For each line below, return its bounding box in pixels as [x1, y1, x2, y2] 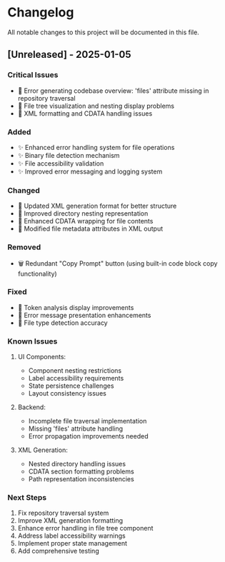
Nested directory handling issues [28, 460, 126, 468]
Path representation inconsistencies [28, 475, 134, 483]
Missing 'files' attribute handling [28, 424, 124, 433]
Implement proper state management [17, 539, 127, 548]
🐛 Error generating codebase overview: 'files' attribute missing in [17, 86, 209, 95]
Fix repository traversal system [17, 508, 109, 518]
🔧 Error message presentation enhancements [17, 311, 151, 319]
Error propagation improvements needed [28, 432, 149, 441]
